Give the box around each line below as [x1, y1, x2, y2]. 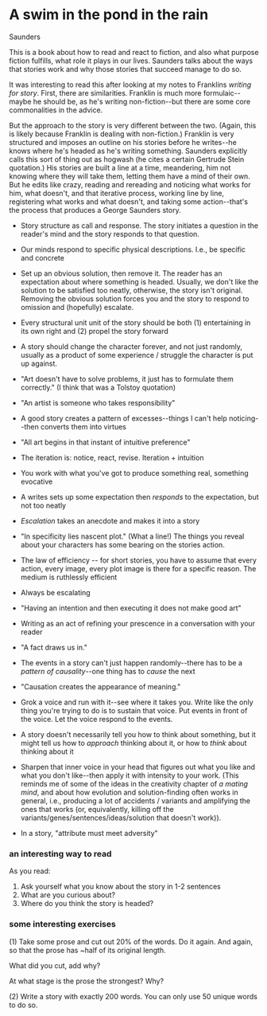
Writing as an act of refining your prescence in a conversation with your [20, 618, 256, 628]
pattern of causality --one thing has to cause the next [20, 666, 195, 676]
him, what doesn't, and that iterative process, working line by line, [9, 188, 225, 198]
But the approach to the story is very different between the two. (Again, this [9, 120, 257, 130]
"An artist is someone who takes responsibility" [20, 398, 176, 407]
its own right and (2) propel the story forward [20, 326, 169, 335]
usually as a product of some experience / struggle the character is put [20, 350, 253, 359]
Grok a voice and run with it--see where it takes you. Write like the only [20, 697, 253, 707]
